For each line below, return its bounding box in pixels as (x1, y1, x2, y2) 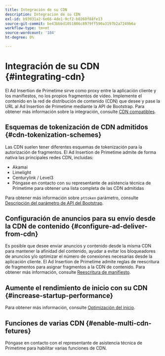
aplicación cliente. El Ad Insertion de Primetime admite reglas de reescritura (5, 259, 160, 265)
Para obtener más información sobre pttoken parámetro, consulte (5, 194, 139, 201)
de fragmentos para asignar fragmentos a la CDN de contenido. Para (5, 264, 145, 270)
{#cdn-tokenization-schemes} (5, 131, 102, 139)
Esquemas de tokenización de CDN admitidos (5, 123, 148, 131)
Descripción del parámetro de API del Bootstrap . (5, 200, 104, 206)
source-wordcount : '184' (5, 30, 56, 35)
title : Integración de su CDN (5, 7, 68, 12)
